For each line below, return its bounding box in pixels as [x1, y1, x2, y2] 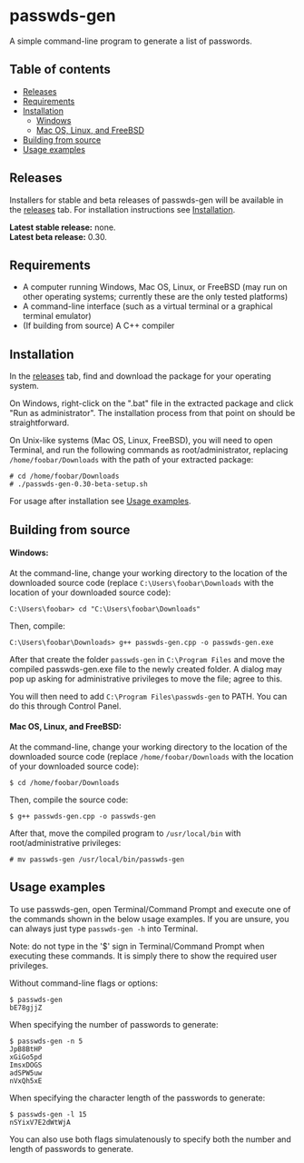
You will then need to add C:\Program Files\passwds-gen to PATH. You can [9, 691, 288, 701]
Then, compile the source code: [9, 794, 129, 805]
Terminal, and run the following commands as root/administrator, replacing [9, 444, 289, 455]
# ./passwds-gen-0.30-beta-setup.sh [9, 480, 148, 489]
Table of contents [9, 62, 111, 77]
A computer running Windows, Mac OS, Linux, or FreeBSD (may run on [22, 282, 288, 293]
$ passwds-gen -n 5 [9, 1037, 83, 1046]
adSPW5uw [9, 1069, 43, 1078]
